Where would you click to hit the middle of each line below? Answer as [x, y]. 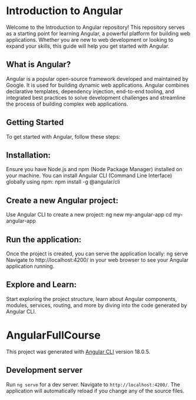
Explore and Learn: [41, 285]
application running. [30, 266]
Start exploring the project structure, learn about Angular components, [92, 299]
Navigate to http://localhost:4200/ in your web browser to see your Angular [97, 260]
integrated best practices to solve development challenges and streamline [96, 97]
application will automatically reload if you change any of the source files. [95, 391]
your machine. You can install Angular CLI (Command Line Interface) [89, 176]
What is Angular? [39, 65]
